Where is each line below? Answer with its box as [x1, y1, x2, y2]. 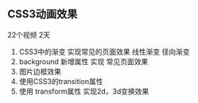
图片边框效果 [18, 67, 61, 76]
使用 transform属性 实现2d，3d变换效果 [18, 86, 149, 96]
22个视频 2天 [7, 30, 51, 40]
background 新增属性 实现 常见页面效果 [18, 56, 149, 66]
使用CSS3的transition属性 [18, 76, 104, 86]
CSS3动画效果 [7, 7, 78, 21]
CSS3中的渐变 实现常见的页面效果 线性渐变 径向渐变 [18, 47, 190, 56]
